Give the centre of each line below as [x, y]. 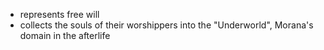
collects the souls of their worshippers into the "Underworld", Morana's [166, 25]
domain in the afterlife [65, 35]
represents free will [59, 14]
